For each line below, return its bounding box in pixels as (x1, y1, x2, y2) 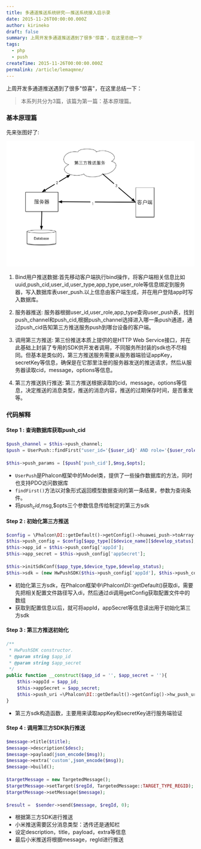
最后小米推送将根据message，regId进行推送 (14, 836, 124, 843)
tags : (6, 41, 20, 47)
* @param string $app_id (8, 653, 71, 659)
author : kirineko (6, 22, 50, 28)
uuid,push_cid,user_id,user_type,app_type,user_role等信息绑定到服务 (14, 281, 185, 288)
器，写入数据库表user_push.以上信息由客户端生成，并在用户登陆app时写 (14, 288, 193, 295)
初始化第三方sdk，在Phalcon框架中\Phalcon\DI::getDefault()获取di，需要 (14, 581, 194, 589)
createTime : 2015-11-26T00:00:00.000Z (6, 60, 103, 66)
